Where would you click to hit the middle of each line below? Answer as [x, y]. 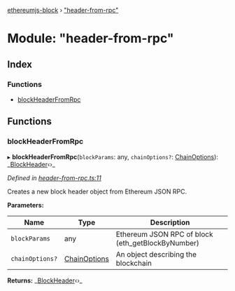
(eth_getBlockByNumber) [157, 243]
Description [170, 222]
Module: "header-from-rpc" [91, 39]
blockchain [134, 263]
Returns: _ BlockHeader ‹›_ [45, 280]
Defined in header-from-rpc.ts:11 [54, 177]
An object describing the [156, 254]
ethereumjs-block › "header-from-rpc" [63, 10]
